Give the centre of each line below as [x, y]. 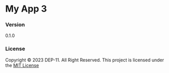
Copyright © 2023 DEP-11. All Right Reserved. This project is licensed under [84, 60]
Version [15, 25]
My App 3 [26, 9]
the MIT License [22, 65]
